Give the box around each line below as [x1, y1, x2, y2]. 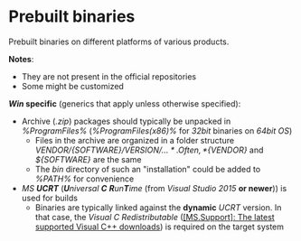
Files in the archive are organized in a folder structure [34, 134, 235, 145]
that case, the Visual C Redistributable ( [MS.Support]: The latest [34, 211, 275, 222]
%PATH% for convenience [34, 173, 135, 184]
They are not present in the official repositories [21, 70, 196, 82]
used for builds [21, 192, 79, 203]
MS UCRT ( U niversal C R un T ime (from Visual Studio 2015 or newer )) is [21, 182, 287, 193]
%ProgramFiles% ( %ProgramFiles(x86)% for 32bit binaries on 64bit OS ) [21, 125, 293, 136]
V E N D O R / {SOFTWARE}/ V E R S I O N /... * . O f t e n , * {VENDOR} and [34, 144, 264, 155]
